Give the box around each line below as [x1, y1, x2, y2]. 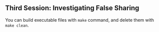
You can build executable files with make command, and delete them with [5, 17, 155, 23]
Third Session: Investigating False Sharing [5, 4, 140, 12]
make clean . [5, 22, 29, 28]
